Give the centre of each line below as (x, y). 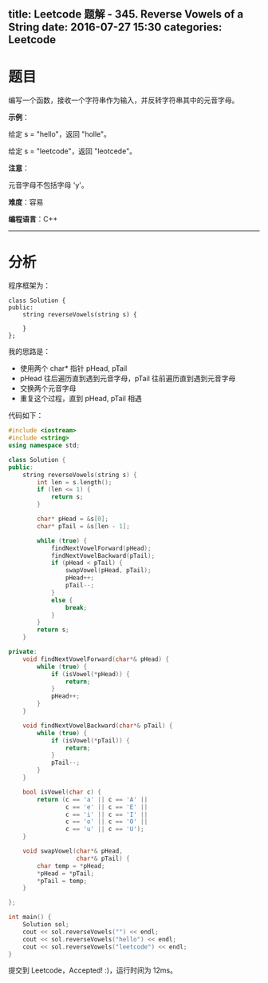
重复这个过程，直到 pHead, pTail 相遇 (81, 399)
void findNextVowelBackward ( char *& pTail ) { (98, 726)
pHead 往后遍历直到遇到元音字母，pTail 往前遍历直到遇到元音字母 (128, 379)
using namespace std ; (44, 446)
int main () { (30, 917)
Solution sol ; (46, 925)
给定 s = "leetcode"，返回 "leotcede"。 (73, 151)
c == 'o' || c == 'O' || (106, 822)
